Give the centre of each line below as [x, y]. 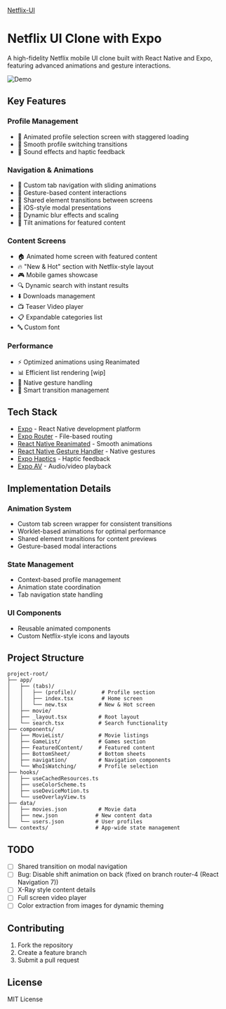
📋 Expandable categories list [60, 317]
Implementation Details [59, 488]
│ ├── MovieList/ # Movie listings [78, 736]
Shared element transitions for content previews [87, 539]
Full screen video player [52, 898]
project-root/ [28, 674]
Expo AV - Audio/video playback [64, 467]
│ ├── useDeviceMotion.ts [48, 791]
